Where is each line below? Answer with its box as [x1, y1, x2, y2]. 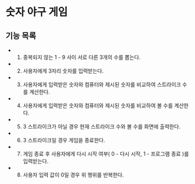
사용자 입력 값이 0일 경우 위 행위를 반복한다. [22, 172, 124, 178]
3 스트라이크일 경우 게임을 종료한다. [22, 137, 106, 143]
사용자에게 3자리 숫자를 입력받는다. [22, 67, 104, 74]
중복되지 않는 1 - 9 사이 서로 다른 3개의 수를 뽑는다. [22, 54, 141, 61]
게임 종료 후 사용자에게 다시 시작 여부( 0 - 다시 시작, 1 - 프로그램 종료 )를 [22, 150, 190, 157]
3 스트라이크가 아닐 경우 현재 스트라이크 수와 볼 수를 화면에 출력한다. [22, 123, 181, 130]
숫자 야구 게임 [5, 5, 68, 19]
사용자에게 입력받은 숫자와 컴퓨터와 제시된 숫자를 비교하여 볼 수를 [22, 102, 173, 109]
